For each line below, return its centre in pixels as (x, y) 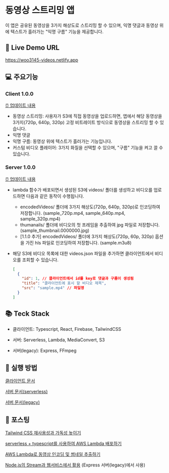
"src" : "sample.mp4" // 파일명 (53, 288)
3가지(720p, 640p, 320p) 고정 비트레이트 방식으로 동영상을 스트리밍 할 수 (86, 123)
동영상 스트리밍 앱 (40, 10)
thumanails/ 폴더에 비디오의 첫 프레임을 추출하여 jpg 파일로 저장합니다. (90, 224)
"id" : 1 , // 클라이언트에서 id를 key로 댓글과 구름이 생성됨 (78, 279)
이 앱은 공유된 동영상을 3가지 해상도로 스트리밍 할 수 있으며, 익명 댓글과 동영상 (82, 25)
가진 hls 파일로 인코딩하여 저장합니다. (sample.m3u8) (79, 243)
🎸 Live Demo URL (32, 48)
